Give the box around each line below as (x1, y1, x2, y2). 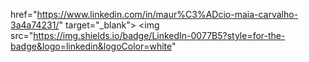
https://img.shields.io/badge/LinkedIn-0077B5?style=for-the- (33, 30, 286, 41)
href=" (10, 9, 38, 20)
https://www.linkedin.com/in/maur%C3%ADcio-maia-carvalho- (36, 9, 299, 20)
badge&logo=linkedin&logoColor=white (10, 40, 173, 52)
